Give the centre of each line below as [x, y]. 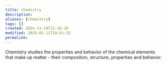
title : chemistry [23, 10]
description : [19, 14]
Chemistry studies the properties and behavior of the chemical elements [80, 52]
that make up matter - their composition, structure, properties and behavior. [83, 57]
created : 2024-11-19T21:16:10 [37, 28]
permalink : [17, 38]
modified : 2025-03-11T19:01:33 [38, 33]
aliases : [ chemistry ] [28, 19]
